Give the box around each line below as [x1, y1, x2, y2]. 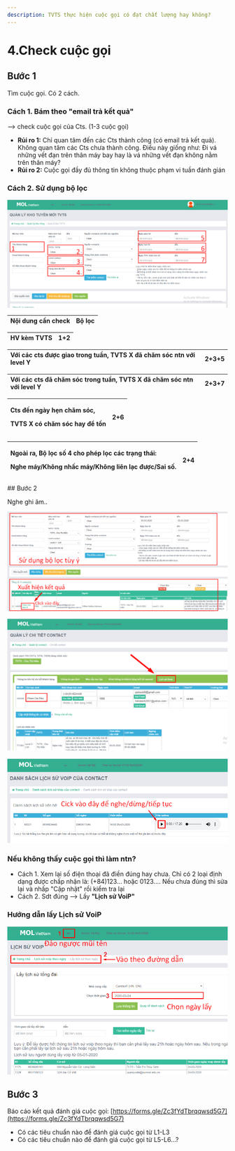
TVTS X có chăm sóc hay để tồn [10, 419, 106, 428]
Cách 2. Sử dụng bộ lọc [7, 183, 88, 193]
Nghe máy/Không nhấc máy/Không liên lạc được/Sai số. [10, 463, 177, 471]
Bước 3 [7, 1088, 38, 1100]
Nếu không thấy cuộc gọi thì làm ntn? [7, 854, 136, 863]
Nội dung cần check [10, 316, 71, 325]
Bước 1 [7, 70, 36, 82]
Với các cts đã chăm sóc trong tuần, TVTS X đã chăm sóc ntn [10, 375, 194, 384]
